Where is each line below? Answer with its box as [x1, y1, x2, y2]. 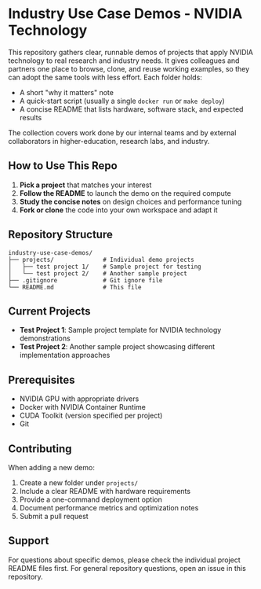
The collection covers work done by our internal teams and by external [8, 127, 237, 138]
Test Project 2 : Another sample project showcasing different [19, 342, 216, 352]
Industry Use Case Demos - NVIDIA [8, 5, 243, 23]
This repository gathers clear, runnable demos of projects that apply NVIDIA [8, 47, 253, 57]
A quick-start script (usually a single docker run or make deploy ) [19, 96, 225, 105]
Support [8, 534, 49, 547]
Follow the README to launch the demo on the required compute [19, 188, 231, 197]
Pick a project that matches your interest [19, 180, 152, 190]
